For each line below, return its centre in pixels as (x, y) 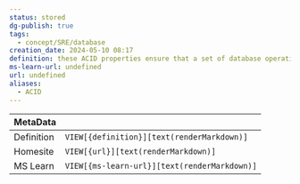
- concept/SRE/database (61, 42)
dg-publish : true (42, 26)
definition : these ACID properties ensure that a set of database (135, 59)
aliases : (25, 84)
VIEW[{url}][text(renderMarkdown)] (140, 151)
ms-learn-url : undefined (55, 68)
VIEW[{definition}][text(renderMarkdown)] (156, 137)
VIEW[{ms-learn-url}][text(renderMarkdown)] (161, 166)
